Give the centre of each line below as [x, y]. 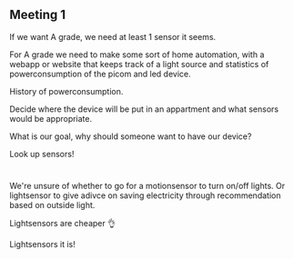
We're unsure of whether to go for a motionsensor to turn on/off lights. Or [147, 186]
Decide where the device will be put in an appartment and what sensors [144, 109]
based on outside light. [52, 205]
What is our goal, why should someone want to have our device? [131, 136]
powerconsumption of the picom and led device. [100, 74]
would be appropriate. [51, 118]
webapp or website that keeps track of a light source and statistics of [139, 64]
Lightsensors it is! [42, 244]
